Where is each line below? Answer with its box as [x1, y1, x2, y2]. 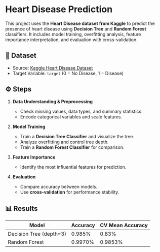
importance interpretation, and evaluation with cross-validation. [5, 37, 138, 43]
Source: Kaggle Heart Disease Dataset [12, 65, 93, 71]
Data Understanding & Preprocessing [12, 98, 93, 105]
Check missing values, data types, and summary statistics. [20, 108, 143, 114]
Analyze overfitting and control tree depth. [20, 139, 109, 145]
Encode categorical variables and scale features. [20, 113, 123, 120]
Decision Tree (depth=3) [8, 230, 67, 237]
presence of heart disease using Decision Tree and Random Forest [5, 25, 146, 31]
